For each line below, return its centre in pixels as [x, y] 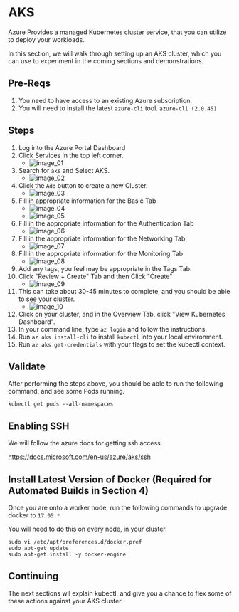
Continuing [33, 576]
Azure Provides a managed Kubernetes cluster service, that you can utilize [117, 32]
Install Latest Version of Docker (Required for [110, 479]
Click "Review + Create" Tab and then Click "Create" [95, 276]
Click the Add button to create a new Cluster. [83, 185]
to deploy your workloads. [46, 39]
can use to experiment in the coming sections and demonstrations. [106, 60]
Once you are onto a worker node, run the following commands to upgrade [118, 507]
